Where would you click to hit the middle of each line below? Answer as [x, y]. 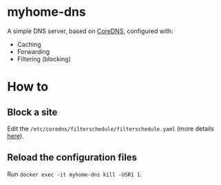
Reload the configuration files [72, 158]
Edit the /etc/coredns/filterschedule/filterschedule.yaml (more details [111, 129]
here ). [15, 135]
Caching [29, 44]
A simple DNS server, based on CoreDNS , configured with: [90, 31]
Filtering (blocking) [44, 58]
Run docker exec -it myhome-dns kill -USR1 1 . [75, 174]
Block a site [32, 112]
